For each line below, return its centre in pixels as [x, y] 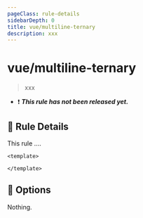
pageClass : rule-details [43, 14]
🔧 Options [29, 190]
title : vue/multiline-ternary [52, 27]
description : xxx [33, 33]
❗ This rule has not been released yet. [73, 102]
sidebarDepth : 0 [31, 20]
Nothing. [20, 207]
